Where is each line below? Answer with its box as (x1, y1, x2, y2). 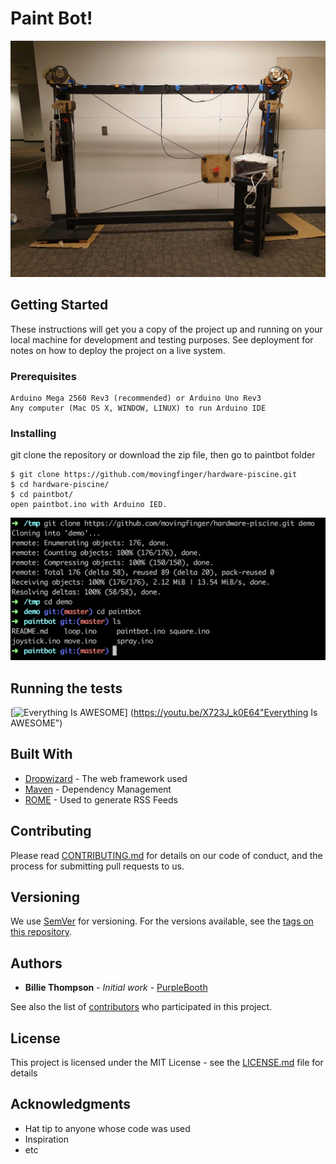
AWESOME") (10, 717, 63, 729)
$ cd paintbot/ (10, 490, 74, 500)
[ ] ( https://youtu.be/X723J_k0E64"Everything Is (10, 707, 318, 719)
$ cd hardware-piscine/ (10, 480, 110, 490)
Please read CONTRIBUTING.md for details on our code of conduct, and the (10, 849, 323, 861)
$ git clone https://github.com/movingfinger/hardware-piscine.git (10, 470, 298, 480)
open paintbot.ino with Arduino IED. (10, 500, 168, 510)
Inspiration (24, 1133, 69, 1145)
